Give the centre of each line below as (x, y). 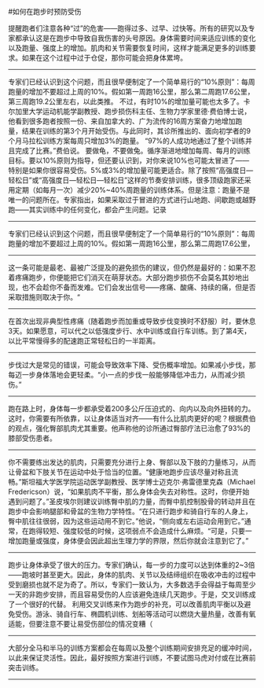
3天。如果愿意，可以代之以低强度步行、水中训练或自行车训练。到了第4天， (130, 331)
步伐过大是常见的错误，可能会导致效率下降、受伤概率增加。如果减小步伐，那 (132, 365)
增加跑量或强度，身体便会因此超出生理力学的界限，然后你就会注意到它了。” (128, 541)
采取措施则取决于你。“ (44, 297)
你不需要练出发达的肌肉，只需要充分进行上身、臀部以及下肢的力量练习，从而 (132, 462)
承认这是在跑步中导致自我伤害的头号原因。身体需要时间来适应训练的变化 (139, 38)
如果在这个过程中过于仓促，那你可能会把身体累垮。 (104, 58)
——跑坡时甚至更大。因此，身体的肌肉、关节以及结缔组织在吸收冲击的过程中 (132, 575)
